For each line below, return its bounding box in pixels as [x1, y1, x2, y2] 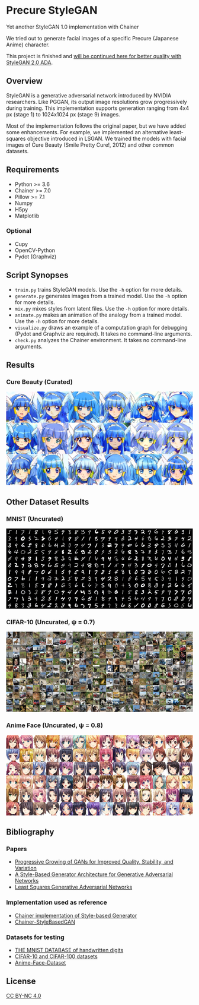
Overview [6, 76, 43, 86]
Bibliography [6, 827, 54, 837]
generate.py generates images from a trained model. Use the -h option [14, 292, 188, 299]
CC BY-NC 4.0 [6, 992, 41, 999]
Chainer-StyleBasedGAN [14, 918, 75, 925]
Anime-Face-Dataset [14, 959, 66, 966]
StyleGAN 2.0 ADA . [6, 59, 53, 66]
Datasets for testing [6, 933, 65, 941]
